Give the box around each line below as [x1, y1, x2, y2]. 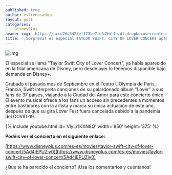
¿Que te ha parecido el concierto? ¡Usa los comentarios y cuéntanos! [5, 164, 151, 170]
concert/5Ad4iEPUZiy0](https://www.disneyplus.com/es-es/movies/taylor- [5, 148, 164, 155]
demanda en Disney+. [5, 71, 52, 77]
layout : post [5, 17, 33, 22]
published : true [5, 7, 40, 13]
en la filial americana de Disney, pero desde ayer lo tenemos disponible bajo [5, 65, 166, 72]
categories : [5, 21, 31, 27]
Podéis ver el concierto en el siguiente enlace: [5, 133, 106, 139]
